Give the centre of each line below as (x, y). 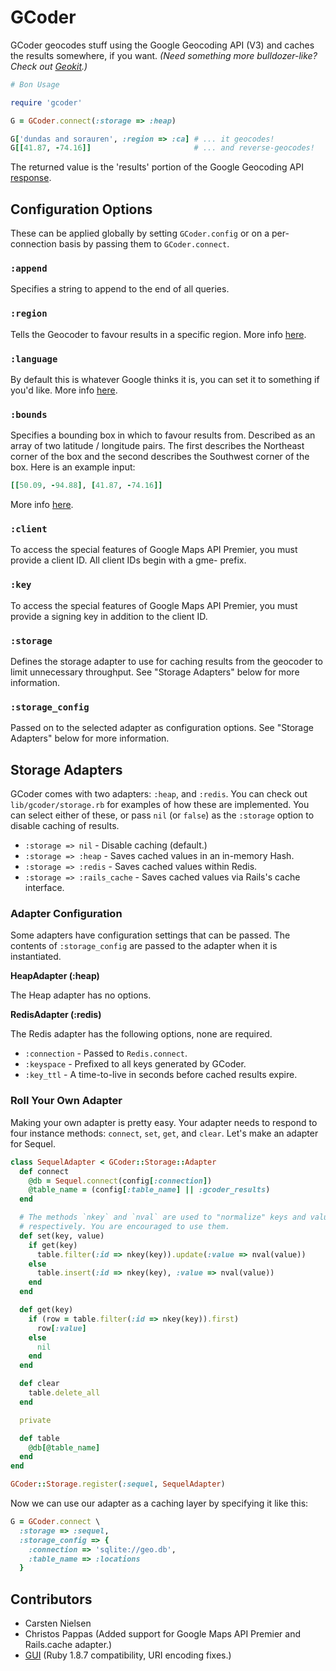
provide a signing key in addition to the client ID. (109, 616)
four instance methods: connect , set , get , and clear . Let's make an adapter (164, 1133)
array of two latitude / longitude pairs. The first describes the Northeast (157, 446)
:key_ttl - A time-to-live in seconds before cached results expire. (161, 1075)
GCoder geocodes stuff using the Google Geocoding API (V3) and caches (162, 45)
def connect (44, 1171)
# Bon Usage (35, 84)
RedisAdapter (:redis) (56, 1015)
